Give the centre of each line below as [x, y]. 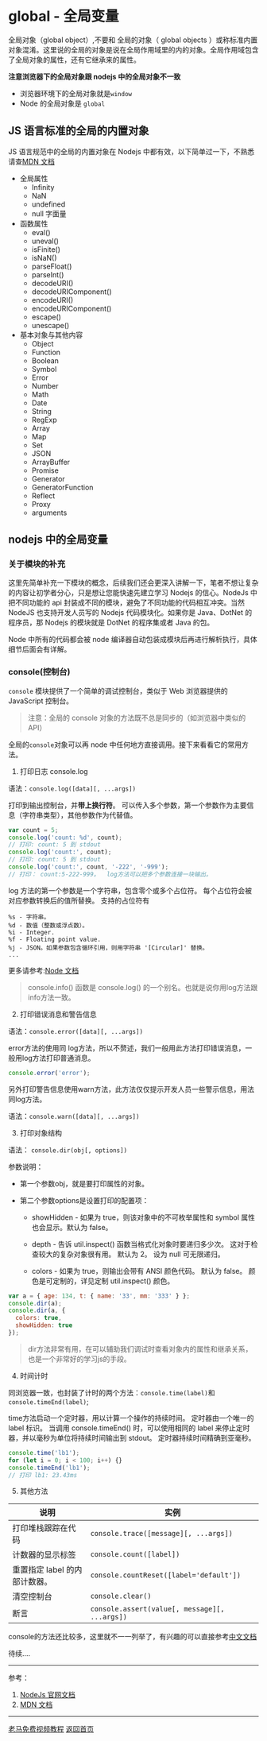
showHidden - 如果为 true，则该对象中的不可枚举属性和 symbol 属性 [143, 1217]
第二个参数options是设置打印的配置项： [84, 1200]
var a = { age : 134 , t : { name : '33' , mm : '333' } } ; [99, 1296]
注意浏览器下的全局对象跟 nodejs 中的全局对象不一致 [95, 76]
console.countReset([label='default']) [165, 1575]
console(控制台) [39, 672]
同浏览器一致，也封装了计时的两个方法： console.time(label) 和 [112, 1392]
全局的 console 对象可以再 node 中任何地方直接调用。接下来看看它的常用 [125, 745]
